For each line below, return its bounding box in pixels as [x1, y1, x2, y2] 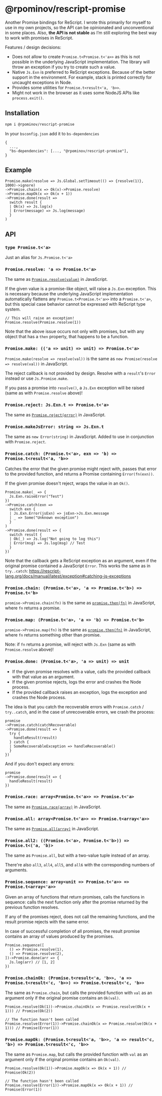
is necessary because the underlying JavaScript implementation [5, 291, 133, 297]
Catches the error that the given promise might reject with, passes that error [5, 466, 157, 472]
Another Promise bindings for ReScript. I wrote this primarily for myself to [5, 19, 151, 25]
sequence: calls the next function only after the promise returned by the [5, 899, 148, 905]
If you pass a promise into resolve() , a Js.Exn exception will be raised [5, 385, 145, 391]
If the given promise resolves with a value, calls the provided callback [12, 669, 151, 674]
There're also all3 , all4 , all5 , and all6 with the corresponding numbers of [5, 862, 155, 868]
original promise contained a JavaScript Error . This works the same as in [5, 563, 151, 569]
